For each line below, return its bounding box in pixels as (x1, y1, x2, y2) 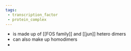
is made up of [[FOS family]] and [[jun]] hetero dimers (12, 31, 126, 37)
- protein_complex (7, 17, 47, 22)
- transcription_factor (7, 12, 58, 17)
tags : (5, 7, 17, 13)
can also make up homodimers (12, 36, 77, 42)
